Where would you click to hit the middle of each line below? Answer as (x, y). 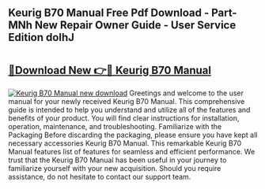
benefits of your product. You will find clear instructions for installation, (124, 118)
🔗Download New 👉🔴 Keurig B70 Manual (110, 70)
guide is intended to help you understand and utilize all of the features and (129, 110)
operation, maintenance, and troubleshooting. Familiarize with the (115, 126)
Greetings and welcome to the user (186, 93)
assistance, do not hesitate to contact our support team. (100, 177)
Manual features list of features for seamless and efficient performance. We (132, 152)
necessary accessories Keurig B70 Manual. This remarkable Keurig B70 (125, 143)
